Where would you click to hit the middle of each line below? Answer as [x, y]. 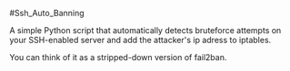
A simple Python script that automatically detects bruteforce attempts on [145, 30]
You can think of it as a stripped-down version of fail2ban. [118, 57]
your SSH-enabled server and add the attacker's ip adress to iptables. [140, 40]
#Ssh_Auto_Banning [47, 13]
